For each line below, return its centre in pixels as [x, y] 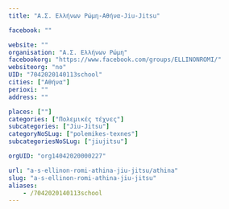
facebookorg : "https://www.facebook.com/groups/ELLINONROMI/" [115, 60]
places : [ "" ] [30, 112]
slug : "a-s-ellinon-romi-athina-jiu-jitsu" [83, 178]
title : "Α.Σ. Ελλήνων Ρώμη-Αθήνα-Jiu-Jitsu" [84, 16]
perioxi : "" [28, 89]
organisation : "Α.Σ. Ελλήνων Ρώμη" [68, 52]
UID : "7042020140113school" [56, 75]
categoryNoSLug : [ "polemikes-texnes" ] [73, 134]
